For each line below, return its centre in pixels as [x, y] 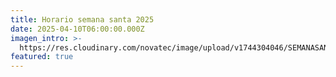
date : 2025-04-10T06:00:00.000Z [77, 29]
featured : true [42, 57]
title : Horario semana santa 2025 [82, 19]
